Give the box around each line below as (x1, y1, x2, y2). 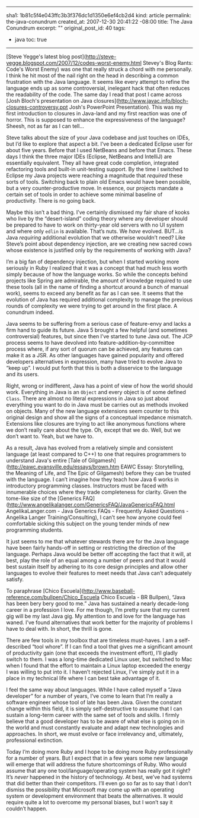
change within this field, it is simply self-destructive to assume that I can (6, 705, 182, 712)
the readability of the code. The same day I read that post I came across (6, 91, 182, 98)
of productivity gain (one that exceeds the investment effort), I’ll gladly (6, 649, 178, 656)
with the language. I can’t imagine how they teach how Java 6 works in (6, 476, 179, 483)
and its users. (6, 371, 40, 377)
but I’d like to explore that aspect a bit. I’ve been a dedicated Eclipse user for (6, 140, 193, 147)
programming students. (6, 527, 63, 533)
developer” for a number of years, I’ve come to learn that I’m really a (6, 693, 173, 699)
